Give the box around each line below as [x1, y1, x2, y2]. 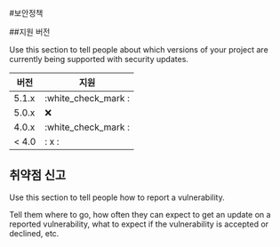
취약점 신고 [9, 168, 67, 183]
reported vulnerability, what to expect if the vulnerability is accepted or [9, 219, 269, 229]
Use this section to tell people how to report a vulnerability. [9, 192, 225, 203]
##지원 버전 [9, 27, 51, 37]
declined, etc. [9, 227, 60, 238]
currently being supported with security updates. [9, 54, 189, 64]
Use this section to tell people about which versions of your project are [9, 44, 268, 55]
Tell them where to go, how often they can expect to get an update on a [9, 209, 271, 219]
